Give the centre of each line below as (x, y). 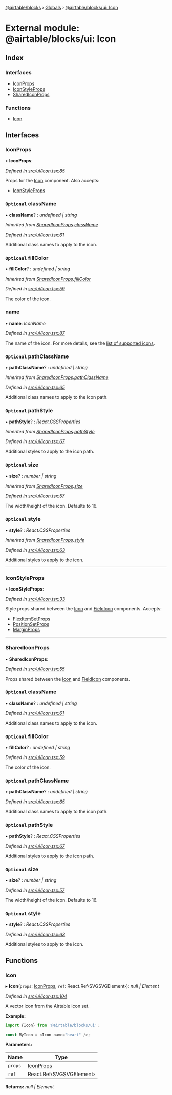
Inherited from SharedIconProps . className (52, 225)
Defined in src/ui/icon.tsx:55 (35, 669)
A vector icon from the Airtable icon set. (47, 1006)
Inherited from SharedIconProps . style (45, 540)
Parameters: (19, 1044)
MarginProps (26, 630)
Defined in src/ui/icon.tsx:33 (35, 599)
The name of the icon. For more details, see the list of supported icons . (80, 343)
